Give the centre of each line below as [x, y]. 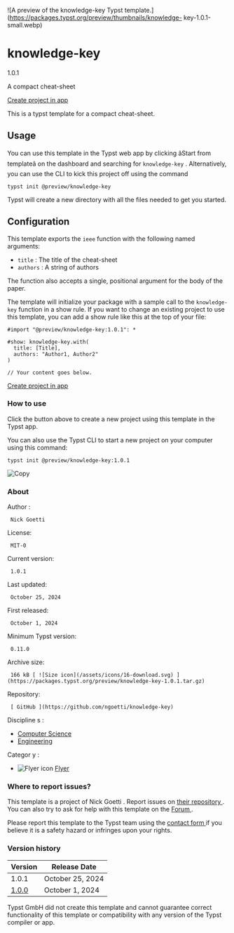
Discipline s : [26, 720]
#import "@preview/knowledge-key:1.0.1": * [72, 329]
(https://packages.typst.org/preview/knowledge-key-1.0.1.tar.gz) [106, 681]
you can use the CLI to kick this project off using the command [98, 173]
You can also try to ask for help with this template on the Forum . [101, 809]
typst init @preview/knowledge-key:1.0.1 [69, 460]
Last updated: [27, 585]
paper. [16, 288]
